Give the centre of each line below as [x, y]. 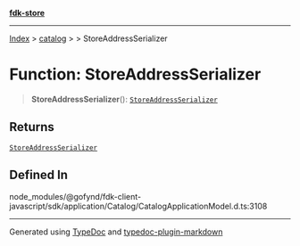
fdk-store [27, 13]
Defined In [39, 175]
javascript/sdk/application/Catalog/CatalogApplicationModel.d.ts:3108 [138, 206]
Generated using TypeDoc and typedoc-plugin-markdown [116, 232]
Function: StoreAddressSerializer [135, 74]
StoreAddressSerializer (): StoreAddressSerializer [125, 99]
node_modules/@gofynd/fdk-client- [75, 196]
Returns [32, 127]
